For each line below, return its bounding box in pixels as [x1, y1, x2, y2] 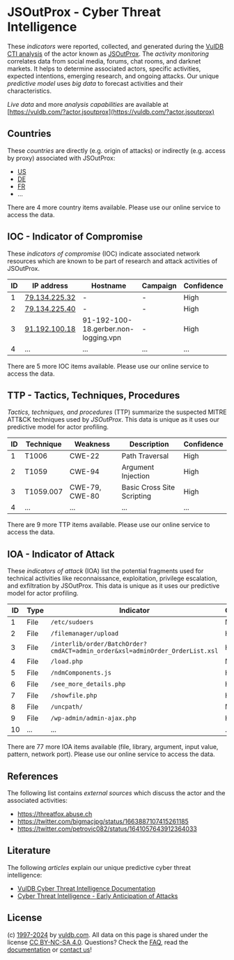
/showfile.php [50, 692, 97, 700]
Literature [7, 845, 51, 857]
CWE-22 [69, 451, 100, 461]
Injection [121, 471, 150, 481]
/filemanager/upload [50, 630, 119, 637]
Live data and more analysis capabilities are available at [7, 100, 169, 108]
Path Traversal [121, 451, 169, 461]
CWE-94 [69, 467, 100, 477]
